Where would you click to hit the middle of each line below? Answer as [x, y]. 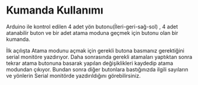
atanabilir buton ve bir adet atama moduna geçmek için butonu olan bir [92, 32]
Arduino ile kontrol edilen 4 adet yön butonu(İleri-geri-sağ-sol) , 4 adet [92, 27]
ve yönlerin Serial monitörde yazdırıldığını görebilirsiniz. [73, 76]
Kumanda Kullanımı [55, 10]
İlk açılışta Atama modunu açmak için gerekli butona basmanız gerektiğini [95, 50]
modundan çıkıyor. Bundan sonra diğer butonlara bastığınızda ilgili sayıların [97, 69]
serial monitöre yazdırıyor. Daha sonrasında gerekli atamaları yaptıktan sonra [99, 57]
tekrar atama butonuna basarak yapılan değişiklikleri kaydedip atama [90, 63]
